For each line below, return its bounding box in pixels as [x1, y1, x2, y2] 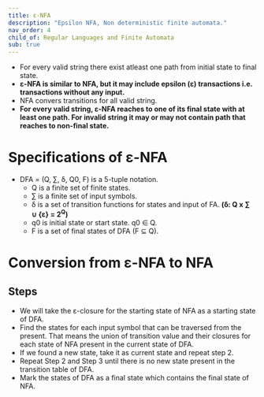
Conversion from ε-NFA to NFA [8, 254, 214, 272]
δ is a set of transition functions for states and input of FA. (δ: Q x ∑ [31, 200, 251, 210]
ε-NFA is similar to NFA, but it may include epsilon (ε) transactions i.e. [19, 80, 253, 89]
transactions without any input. [19, 87, 125, 97]
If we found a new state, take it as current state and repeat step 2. [19, 347, 234, 357]
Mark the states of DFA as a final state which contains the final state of [19, 373, 250, 382]
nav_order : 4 [8, 26, 51, 34]
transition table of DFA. [19, 364, 95, 374]
